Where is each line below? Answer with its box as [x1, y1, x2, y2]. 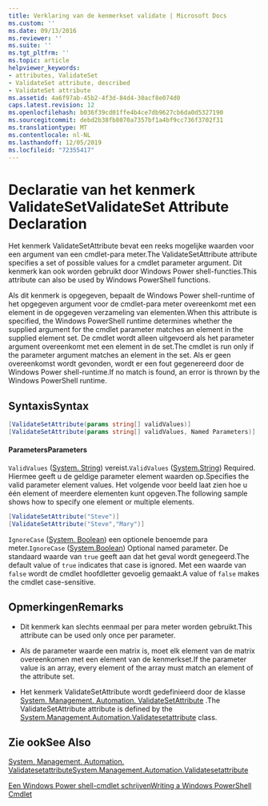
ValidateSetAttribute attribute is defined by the [19, 703, 174, 714]
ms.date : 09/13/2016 [8, 26, 78, 34]
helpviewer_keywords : [8, 64, 81, 72]
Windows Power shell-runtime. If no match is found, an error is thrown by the [8, 367, 260, 377]
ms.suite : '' [8, 42, 52, 50]
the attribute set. [19, 671, 75, 681]
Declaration [8, 214, 87, 233]
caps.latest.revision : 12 [8, 101, 94, 109]
